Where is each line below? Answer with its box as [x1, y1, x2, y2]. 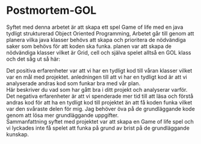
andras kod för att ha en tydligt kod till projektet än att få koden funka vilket [6, 98, 193, 106]
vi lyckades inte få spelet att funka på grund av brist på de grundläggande [6, 124, 190, 131]
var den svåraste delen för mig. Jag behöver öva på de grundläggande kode [6, 105, 196, 112]
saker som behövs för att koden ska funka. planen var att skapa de [6, 43, 172, 50]
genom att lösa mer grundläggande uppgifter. [6, 112, 119, 119]
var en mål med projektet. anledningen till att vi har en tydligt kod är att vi [6, 73, 188, 80]
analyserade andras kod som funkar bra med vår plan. [6, 79, 141, 87]
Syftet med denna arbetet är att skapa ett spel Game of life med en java [6, 23, 184, 31]
